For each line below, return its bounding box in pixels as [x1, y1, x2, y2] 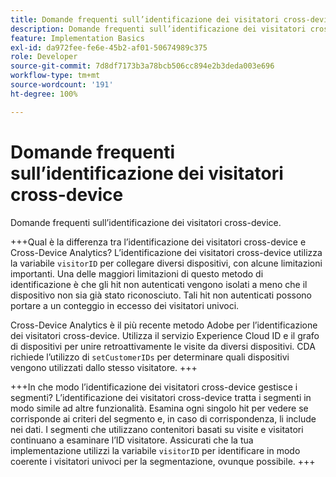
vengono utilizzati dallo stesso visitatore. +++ [10, 361, 198, 373]
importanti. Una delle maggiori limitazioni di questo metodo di [10, 267, 264, 280]
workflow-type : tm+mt [10, 71, 101, 81]
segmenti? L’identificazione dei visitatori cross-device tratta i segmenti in [10, 391, 312, 403]
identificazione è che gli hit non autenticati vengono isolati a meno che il [10, 278, 308, 290]
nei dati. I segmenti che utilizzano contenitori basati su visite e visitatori [10, 423, 304, 435]
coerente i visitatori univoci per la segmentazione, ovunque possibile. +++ [10, 455, 316, 467]
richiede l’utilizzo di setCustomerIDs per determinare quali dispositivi [10, 351, 290, 363]
